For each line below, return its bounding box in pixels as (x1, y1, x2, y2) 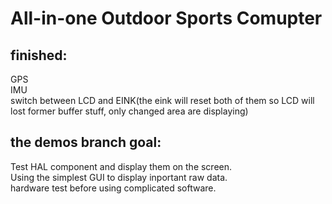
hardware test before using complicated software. (10, 182, 217, 194)
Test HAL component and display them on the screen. (10, 160, 233, 172)
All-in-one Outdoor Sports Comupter (10, 7, 323, 30)
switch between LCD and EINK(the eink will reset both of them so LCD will (10, 95, 315, 106)
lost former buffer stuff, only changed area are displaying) (10, 105, 249, 117)
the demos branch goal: (10, 134, 162, 151)
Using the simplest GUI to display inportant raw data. (10, 171, 228, 183)
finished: (10, 47, 68, 64)
